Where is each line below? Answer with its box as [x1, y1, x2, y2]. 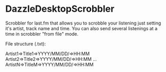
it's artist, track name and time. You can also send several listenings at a [5, 25, 158, 31]
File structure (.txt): [5, 40, 46, 46]
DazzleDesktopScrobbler [5, 3, 115, 15]
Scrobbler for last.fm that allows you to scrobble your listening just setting [5, 20, 161, 26]
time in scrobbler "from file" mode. [5, 31, 78, 37]
